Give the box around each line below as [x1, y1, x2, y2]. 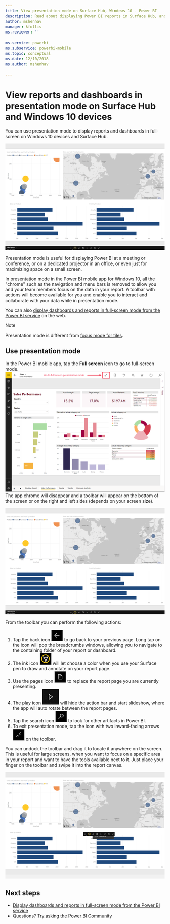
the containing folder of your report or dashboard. [12, 647, 117, 653]
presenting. [12, 683, 37, 690]
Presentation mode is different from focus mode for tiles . [5, 332, 123, 338]
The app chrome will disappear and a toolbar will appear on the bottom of [5, 492, 159, 499]
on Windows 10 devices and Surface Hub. [20, 134, 108, 140]
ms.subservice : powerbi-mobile [5, 46, 71, 51]
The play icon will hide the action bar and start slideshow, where [12, 700, 165, 706]
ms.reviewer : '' [5, 29, 39, 35]
